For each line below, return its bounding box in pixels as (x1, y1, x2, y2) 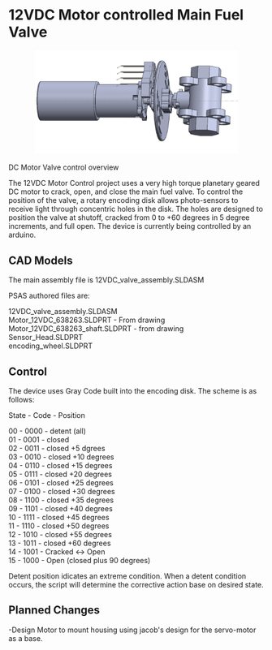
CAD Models (8, 253, 73, 267)
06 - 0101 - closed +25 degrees (8, 478, 114, 488)
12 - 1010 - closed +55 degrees (8, 530, 112, 540)
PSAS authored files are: (8, 291, 91, 301)
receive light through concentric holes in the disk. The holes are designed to (8, 204, 264, 214)
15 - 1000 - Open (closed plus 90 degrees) (8, 556, 151, 566)
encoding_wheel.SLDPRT (8, 341, 93, 351)
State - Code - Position (8, 411, 85, 420)
